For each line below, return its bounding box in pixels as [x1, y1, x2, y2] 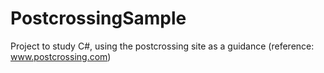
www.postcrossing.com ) [10, 50, 112, 62]
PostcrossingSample [10, 7, 187, 30]
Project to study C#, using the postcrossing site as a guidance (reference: [10, 40, 315, 52]
